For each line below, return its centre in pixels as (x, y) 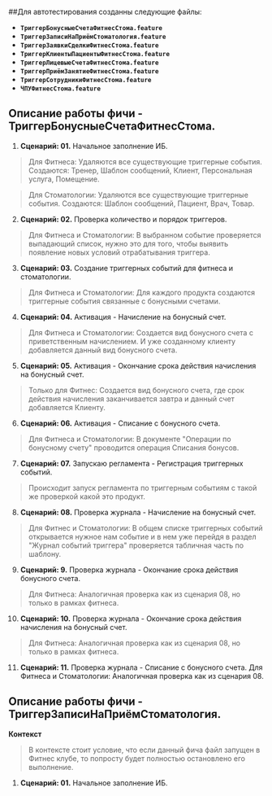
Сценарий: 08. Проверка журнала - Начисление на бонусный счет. (138, 512)
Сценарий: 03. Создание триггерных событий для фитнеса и (127, 268)
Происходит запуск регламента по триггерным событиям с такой (142, 488)
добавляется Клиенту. (67, 407)
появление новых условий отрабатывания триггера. (119, 252)
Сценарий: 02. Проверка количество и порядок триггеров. (123, 219)
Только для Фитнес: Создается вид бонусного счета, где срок (136, 390)
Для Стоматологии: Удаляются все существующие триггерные (138, 195)
